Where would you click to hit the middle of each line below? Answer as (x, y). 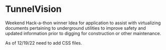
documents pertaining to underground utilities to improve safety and (76, 28)
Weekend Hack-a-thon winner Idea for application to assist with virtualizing (83, 23)
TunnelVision (33, 9)
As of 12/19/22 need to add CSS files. (44, 43)
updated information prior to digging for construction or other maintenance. (83, 33)
